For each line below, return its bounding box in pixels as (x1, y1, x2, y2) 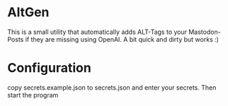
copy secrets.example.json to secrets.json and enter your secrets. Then (7, 83, 217, 92)
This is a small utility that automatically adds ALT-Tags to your (7, 28, 188, 36)
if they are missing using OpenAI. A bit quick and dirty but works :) (25, 35, 220, 43)
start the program (7, 90, 59, 99)
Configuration (7, 60, 92, 76)
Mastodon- (188, 28, 221, 36)
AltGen (7, 4, 50, 20)
